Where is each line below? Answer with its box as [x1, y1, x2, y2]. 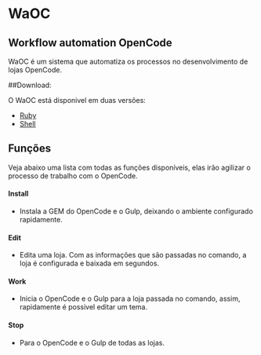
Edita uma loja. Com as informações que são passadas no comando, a [19, 251, 247, 260]
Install [8, 189, 29, 199]
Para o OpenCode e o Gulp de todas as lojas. [19, 338, 165, 347]
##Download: [8, 80, 53, 90]
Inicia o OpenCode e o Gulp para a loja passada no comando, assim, [19, 294, 241, 303]
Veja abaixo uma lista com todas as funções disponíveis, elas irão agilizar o [8, 163, 251, 172]
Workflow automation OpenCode [8, 36, 172, 49]
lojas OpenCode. [8, 65, 63, 75]
